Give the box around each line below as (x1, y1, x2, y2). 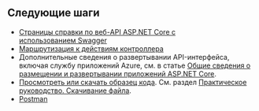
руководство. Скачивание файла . (18, 86, 131, 95)
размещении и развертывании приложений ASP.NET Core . (18, 68, 217, 78)
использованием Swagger (18, 35, 107, 45)
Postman (18, 94, 48, 103)
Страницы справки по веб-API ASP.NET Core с (18, 27, 176, 36)
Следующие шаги (7, 6, 100, 20)
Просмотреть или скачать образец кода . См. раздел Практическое (18, 77, 247, 87)
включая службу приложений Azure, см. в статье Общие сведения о (18, 61, 251, 70)
